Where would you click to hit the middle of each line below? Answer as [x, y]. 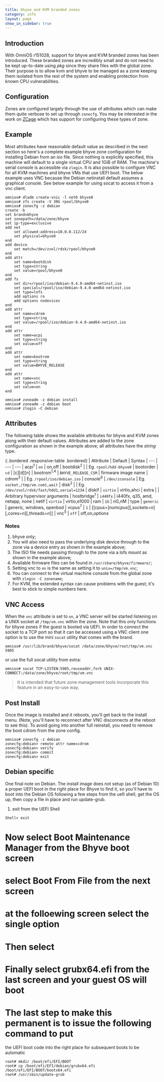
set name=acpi [28, 335]
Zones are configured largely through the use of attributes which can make [81, 108]
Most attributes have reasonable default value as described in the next [77, 146]
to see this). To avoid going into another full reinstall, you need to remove [79, 725]
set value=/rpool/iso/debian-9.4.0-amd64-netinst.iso [70, 322]
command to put [39, 1034]
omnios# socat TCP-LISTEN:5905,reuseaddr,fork [54, 669]
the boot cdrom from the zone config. [43, 731]
